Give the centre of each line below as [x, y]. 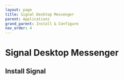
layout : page [19, 10]
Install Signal [26, 71]
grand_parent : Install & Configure [42, 24]
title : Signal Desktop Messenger [40, 14]
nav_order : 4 [19, 28]
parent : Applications [28, 19]
